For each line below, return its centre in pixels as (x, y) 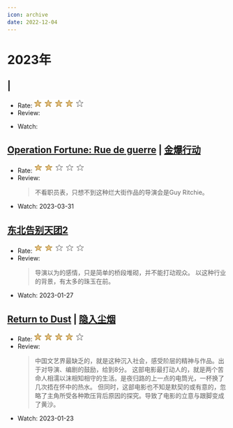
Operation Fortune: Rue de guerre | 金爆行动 (104, 150)
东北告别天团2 (38, 230)
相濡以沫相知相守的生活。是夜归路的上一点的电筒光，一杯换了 (136, 378)
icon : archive (28, 15)
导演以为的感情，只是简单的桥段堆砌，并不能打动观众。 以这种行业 (130, 273)
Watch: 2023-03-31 (46, 207)
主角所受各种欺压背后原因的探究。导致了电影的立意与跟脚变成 (136, 395)
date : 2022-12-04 (32, 22)
